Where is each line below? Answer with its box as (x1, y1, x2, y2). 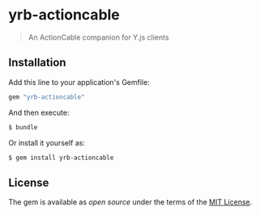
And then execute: (8, 107, 70, 117)
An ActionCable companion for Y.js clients (28, 32, 169, 42)
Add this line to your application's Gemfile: (8, 77, 150, 86)
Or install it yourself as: (8, 137, 85, 147)
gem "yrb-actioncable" (8, 93, 85, 101)
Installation (8, 56, 66, 70)
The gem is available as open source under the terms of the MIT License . (8, 197, 253, 207)
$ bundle (8, 123, 38, 131)
